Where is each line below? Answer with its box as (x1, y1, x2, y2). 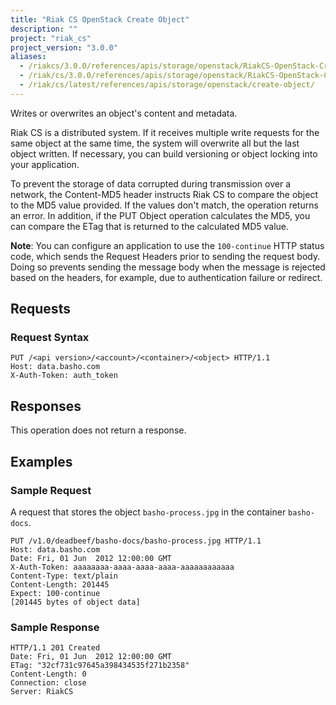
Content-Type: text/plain (10, 571, 118, 581)
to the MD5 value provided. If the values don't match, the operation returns (10, 199, 319, 211)
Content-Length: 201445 (10, 579, 110, 590)
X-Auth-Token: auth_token (10, 371, 118, 381)
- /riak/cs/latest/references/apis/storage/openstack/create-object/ (19, 80, 315, 90)
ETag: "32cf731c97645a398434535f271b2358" (10, 661, 190, 671)
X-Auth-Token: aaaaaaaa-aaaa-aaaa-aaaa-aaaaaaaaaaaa (10, 562, 235, 572)
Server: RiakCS (10, 687, 74, 697)
